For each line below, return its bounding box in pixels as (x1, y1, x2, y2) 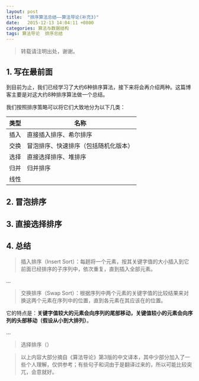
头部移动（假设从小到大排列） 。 (16, 316, 92, 324)
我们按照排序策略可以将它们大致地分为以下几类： (6, 103, 126, 110)
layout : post (6, 8, 38, 15)
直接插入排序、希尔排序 (27, 130, 93, 139)
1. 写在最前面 (6, 66, 53, 77)
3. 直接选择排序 (6, 219, 62, 229)
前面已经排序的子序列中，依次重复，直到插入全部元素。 (20, 265, 156, 273)
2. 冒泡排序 (6, 197, 47, 207)
